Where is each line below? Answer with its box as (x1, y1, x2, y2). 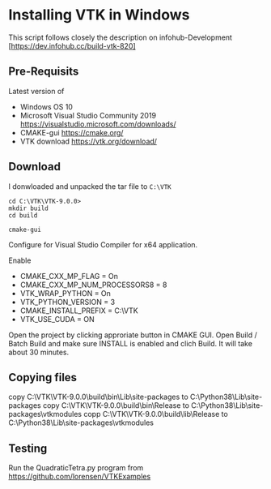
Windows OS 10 (19, 101, 73, 111)
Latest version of (8, 86, 65, 96)
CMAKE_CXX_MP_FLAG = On (19, 271, 119, 281)
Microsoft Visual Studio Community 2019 (19, 110, 156, 120)
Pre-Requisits (8, 65, 79, 79)
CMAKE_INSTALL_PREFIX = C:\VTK (19, 306, 139, 315)
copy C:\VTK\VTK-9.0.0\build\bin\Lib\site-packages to (8, 392, 188, 402)
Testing (8, 441, 48, 455)
